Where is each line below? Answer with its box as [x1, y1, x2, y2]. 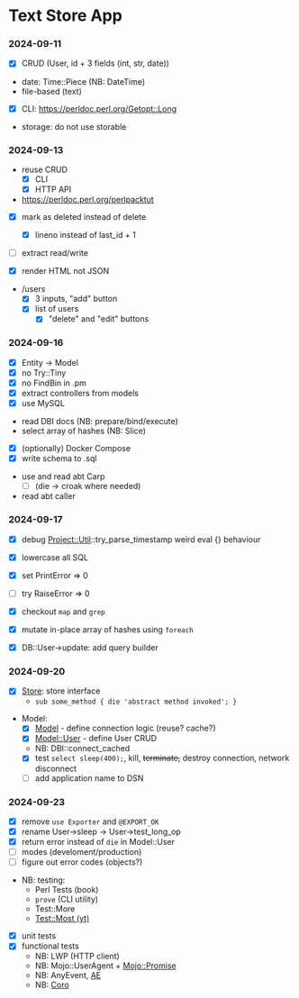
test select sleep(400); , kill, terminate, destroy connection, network [34, 753, 290, 764]
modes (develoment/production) [21, 847, 142, 857]
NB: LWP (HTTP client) [34, 951, 121, 962]
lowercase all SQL [21, 551, 89, 563]
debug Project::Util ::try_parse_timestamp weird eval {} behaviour [21, 533, 261, 545]
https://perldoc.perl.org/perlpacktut [21, 195, 154, 205]
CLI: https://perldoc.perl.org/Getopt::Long [21, 103, 177, 113]
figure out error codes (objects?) [21, 857, 143, 867]
